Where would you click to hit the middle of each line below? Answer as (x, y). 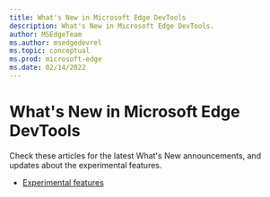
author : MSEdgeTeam (46, 34)
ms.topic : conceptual (50, 51)
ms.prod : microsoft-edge (56, 59)
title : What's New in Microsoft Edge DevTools (98, 17)
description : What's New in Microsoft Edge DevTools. (112, 26)
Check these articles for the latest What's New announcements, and (135, 155)
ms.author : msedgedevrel (56, 43)
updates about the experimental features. (86, 165)
